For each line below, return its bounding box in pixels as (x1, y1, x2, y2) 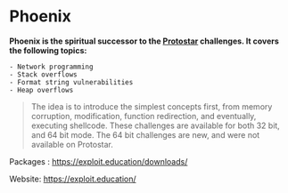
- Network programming (9, 62, 94, 71)
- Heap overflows (9, 85, 74, 94)
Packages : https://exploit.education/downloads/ (9, 156, 188, 166)
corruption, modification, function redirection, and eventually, (30, 110, 257, 121)
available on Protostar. (30, 139, 113, 149)
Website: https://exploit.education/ (9, 173, 136, 184)
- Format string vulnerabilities (9, 77, 134, 86)
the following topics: (9, 44, 87, 55)
